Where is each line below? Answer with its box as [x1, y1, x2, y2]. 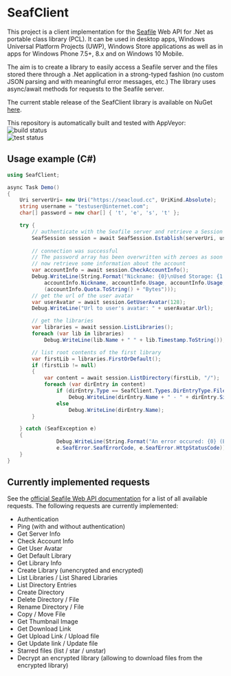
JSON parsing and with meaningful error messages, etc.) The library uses [7, 77, 217, 85]
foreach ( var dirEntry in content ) [43, 381, 146, 388]
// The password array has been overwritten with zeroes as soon [32, 254, 223, 261]
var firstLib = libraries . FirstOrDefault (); [32, 356, 162, 362]
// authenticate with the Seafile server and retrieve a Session [32, 228, 223, 235]
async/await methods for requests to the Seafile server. [7, 85, 165, 93]
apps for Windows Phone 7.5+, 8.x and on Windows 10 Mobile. [7, 50, 184, 58]
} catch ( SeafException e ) [19, 425, 97, 433]
